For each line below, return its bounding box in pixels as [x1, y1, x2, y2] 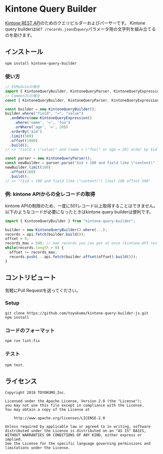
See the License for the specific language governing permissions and [5, 441, 151, 446]
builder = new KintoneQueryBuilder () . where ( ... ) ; [5, 227, 108, 232]
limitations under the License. [5, 445, 70, 451]
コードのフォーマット [5, 327, 55, 334]
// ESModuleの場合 [5, 84, 40, 89]
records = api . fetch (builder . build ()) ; [5, 232, 86, 237]
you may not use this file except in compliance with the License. [5, 403, 145, 408]
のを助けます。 [5, 32, 35, 38]
